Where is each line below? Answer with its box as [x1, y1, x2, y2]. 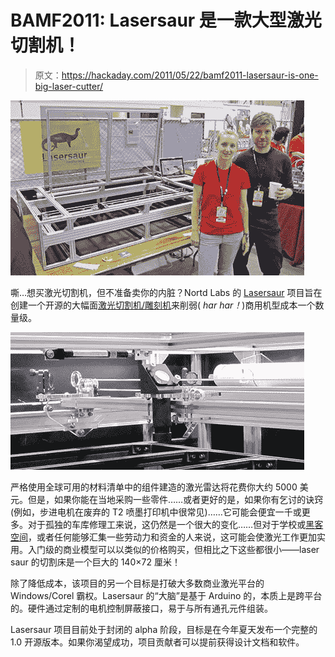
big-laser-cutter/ [34, 80, 104, 92]
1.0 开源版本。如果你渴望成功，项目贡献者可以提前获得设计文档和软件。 [10, 636, 305, 648]
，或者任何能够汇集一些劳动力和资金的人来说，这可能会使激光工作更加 [28, 531, 317, 543]
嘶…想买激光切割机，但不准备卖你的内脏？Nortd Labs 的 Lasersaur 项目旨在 [10, 286, 323, 298]
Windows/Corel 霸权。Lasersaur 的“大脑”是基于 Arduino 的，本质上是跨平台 [10, 589, 323, 601]
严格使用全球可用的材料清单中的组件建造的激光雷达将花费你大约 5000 [10, 481, 298, 493]
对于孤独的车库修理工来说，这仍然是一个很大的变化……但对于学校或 [27, 518, 307, 530]
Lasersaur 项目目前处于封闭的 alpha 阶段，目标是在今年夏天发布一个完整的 [10, 623, 318, 635]
